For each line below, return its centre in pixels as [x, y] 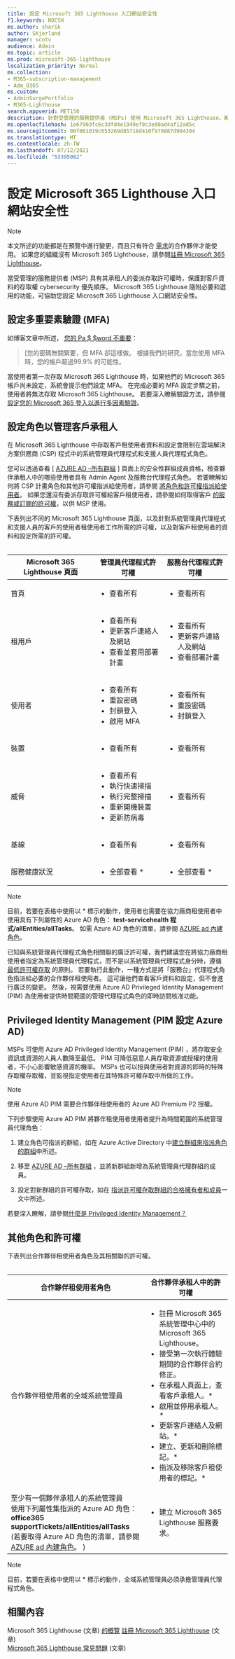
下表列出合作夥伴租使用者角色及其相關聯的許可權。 [81, 1256]
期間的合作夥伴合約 [191, 1364]
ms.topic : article [34, 53]
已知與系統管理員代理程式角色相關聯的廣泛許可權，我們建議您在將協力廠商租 [117, 952]
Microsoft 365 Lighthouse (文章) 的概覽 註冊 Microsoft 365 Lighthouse [108, 1630]
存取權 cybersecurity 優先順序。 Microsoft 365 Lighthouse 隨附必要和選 [123, 286]
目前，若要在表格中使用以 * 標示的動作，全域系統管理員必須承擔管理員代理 [115, 1579]
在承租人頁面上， [187, 1385]
